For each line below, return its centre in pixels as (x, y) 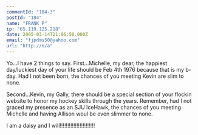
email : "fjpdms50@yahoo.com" (43, 40)
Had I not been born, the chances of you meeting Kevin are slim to (101, 76)
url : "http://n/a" (29, 46)
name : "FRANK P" (27, 23)
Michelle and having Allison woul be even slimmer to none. (80, 114)
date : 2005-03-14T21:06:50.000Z (47, 35)
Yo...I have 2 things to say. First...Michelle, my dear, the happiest (87, 63)
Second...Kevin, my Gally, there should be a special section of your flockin (99, 94)
